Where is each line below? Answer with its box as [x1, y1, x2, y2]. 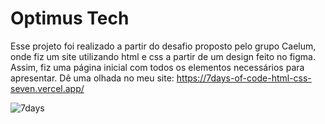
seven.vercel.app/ [10, 82, 85, 94]
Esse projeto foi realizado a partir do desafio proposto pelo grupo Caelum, [10, 40, 317, 52]
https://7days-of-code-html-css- [176, 72, 312, 84]
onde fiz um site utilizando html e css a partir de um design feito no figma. [10, 50, 316, 62]
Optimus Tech [10, 7, 130, 30]
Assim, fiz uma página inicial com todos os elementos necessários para [10, 61, 305, 73]
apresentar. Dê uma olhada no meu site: [10, 72, 175, 84]
